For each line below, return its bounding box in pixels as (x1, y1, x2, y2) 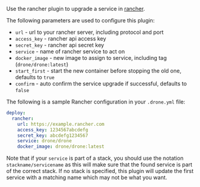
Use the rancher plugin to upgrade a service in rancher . (6, 5, 145, 12)
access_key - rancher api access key (15, 35, 106, 42)
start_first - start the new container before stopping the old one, (15, 67, 182, 74)
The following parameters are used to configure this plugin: (6, 17, 155, 24)
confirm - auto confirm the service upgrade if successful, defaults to (15, 80, 187, 87)
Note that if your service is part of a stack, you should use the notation (6, 154, 184, 162)
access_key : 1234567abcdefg (17, 126, 88, 133)
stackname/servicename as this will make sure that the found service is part (6, 161, 193, 168)
